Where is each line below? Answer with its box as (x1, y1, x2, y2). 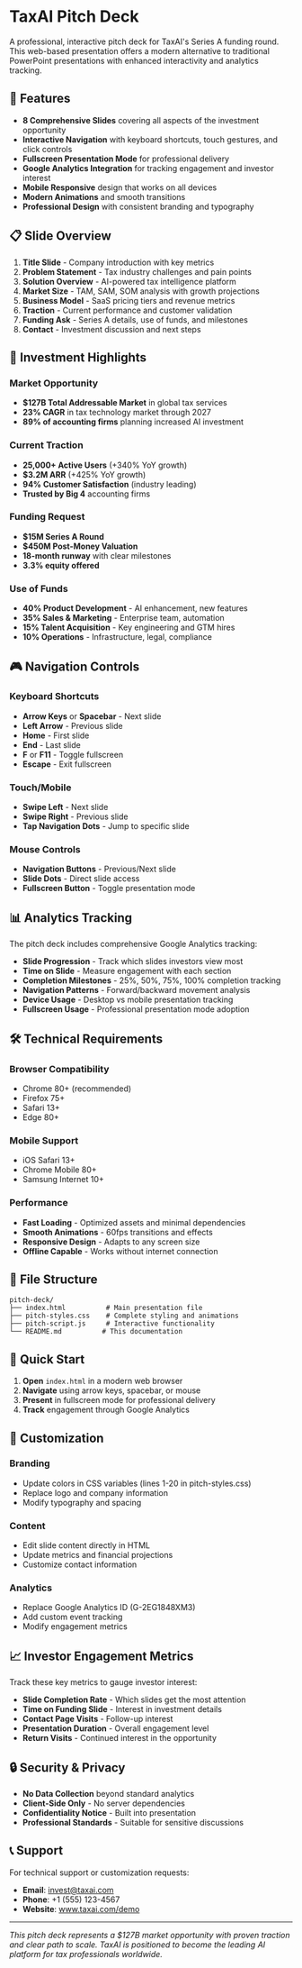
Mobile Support (9, 1134, 79, 1146)
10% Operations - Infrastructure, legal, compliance (22, 632, 213, 642)
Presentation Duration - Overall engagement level (22, 1723, 209, 1734)
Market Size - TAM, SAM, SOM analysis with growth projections (22, 286, 261, 296)
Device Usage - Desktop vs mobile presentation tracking (22, 994, 234, 1006)
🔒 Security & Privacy (9, 1760, 126, 1775)
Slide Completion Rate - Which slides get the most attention (22, 1694, 246, 1705)
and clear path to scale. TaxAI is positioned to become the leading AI (9, 1939, 266, 1950)
